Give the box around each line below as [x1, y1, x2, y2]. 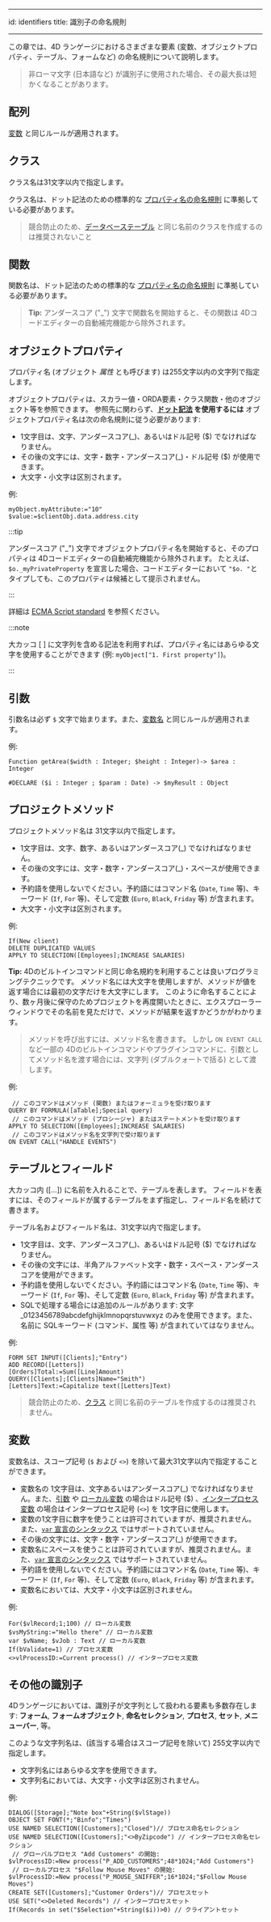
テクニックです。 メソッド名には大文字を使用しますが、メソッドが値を [22, 976, 257, 986]
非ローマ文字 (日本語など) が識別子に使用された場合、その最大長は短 [27, 70, 256, 78]
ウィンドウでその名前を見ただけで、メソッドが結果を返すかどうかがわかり [8, 1006, 256, 1016]
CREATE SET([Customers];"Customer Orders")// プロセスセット [8, 1889, 210, 1897]
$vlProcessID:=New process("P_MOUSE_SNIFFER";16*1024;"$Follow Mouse [8, 1873, 248, 1882]
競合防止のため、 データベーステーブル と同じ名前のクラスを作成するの [27, 222, 263, 231]
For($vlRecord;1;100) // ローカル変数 [8, 1619, 131, 1628]
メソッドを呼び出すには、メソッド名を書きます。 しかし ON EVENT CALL [27, 1034, 263, 1044]
